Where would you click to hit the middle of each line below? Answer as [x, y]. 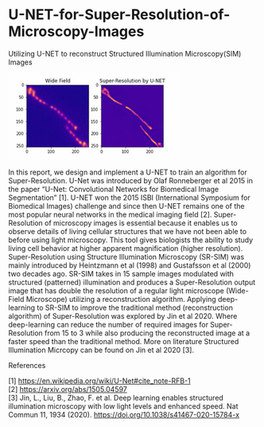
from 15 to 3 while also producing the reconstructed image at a [147, 333]
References [27, 365]
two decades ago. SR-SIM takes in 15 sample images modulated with [121, 273]
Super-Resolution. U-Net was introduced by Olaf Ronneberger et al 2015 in [130, 180]
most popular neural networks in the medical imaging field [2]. [110, 214]
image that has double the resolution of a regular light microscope [116, 290]
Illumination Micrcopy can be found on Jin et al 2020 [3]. [101, 350]
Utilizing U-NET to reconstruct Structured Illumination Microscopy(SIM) [125, 53]
